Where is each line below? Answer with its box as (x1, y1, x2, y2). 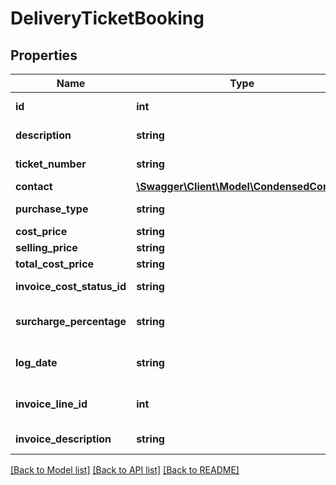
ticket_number (15, 157, 87, 171)
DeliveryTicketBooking (10, 7, 205, 30)
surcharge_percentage (15, 315, 127, 328)
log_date (15, 356, 58, 369)
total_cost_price (15, 257, 95, 271)
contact (15, 180, 53, 193)
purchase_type (15, 202, 89, 216)
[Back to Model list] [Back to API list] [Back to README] (10, 464, 240, 476)
